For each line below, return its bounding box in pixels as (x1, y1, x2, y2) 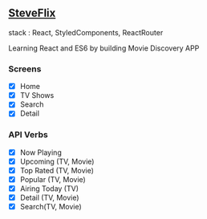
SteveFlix (8, 6, 56, 20)
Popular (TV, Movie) (19, 174, 86, 184)
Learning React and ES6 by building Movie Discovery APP (8, 43, 200, 53)
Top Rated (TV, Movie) (19, 165, 95, 175)
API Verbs (8, 129, 48, 140)
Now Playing (19, 148, 62, 157)
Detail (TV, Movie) (19, 193, 79, 202)
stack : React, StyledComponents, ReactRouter (8, 27, 164, 37)
